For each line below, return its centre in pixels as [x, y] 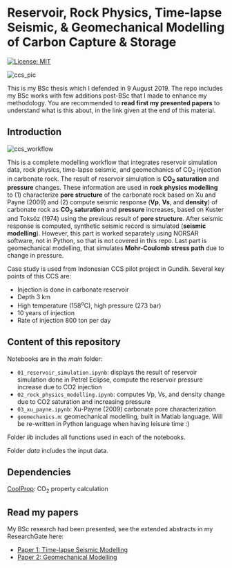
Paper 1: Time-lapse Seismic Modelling [72, 550]
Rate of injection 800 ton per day [64, 320]
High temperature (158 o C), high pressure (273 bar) [89, 305]
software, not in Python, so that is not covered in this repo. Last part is [107, 241]
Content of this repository [64, 342]
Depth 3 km [33, 297]
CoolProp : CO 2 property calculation [58, 490]
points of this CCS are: [39, 276]
